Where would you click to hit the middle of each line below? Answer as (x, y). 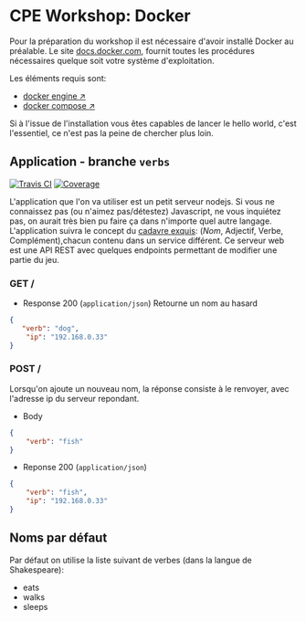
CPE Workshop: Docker (100, 16)
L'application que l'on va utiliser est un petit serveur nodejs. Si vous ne (142, 201)
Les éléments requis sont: (58, 78)
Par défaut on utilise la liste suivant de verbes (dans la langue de (131, 560)
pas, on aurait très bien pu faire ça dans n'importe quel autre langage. (141, 221)
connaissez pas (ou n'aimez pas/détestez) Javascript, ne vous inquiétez (145, 211)
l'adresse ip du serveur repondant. (74, 398)
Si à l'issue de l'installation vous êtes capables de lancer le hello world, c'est (153, 123)
